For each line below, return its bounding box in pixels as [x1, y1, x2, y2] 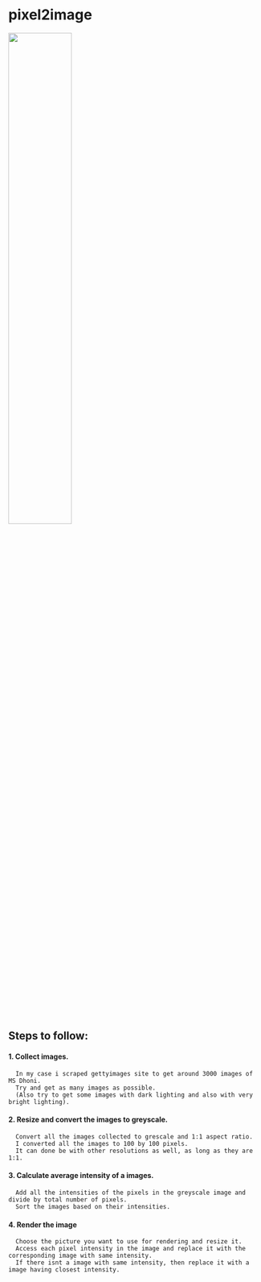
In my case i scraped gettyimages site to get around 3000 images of [15, 1069, 253, 1077]
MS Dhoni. [8, 1077, 42, 1085]
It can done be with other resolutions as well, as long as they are [15, 1147, 253, 1155]
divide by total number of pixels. [8, 1195, 128, 1204]
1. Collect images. [8, 1052, 69, 1061]
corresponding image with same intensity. [8, 1251, 153, 1260]
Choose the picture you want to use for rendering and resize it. [15, 1238, 243, 1246]
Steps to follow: [8, 1029, 88, 1043]
